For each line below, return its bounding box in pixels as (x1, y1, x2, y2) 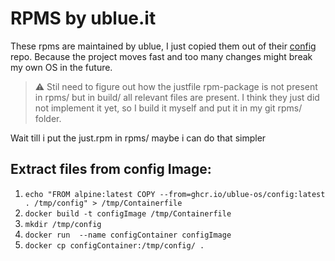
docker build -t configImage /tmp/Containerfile (24, 208, 232, 219)
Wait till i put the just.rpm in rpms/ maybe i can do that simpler (10, 132, 267, 144)
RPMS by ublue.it (10, 7, 157, 30)
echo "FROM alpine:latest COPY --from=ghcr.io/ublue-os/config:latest (24, 189, 326, 199)
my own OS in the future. (10, 61, 113, 73)
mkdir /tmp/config (24, 219, 102, 229)
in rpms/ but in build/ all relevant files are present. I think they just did (34, 91, 320, 103)
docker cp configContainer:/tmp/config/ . (24, 240, 205, 251)
